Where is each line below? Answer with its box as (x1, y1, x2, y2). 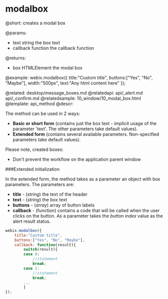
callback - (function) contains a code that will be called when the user (12, 207, 160, 214)
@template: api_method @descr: (5, 100, 74, 107)
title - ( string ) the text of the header (12, 191, 88, 197)
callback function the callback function (12, 45, 94, 51)
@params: (5, 29, 27, 36)
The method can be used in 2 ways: (5, 110, 80, 116)
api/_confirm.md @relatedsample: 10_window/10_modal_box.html (5, 95, 141, 101)
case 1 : (23, 265, 40, 271)
